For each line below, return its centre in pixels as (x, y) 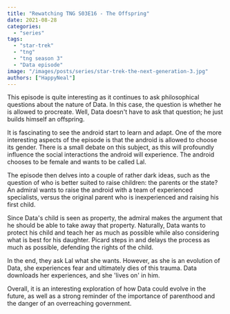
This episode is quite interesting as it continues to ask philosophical (103, 97)
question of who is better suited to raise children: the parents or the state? (113, 183)
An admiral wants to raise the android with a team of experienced (100, 190)
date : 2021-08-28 (32, 20)
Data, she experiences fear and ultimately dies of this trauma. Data (102, 268)
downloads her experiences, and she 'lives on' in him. (84, 275)
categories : (24, 26)
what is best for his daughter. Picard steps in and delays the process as (109, 240)
